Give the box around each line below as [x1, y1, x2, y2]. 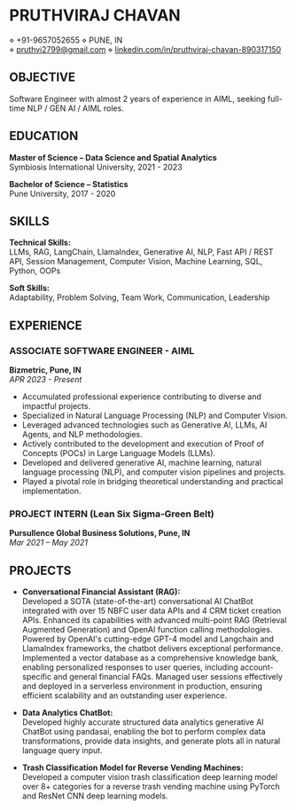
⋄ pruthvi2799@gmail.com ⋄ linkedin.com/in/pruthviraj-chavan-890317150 [9, 43, 282, 54]
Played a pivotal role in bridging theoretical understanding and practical [21, 476, 284, 487]
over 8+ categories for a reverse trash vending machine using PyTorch [21, 782, 281, 792]
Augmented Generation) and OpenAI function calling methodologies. [21, 625, 273, 635]
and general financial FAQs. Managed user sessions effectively [52, 672, 284, 682]
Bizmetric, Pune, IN [9, 365, 82, 375]
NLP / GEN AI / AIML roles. [27, 103, 124, 114]
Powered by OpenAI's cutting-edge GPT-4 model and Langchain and [21, 633, 275, 644]
